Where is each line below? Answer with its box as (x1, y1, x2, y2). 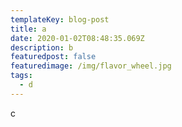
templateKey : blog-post (10, 14, 110, 25)
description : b (10, 42, 74, 53)
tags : (10, 71, 33, 81)
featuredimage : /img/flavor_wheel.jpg (10, 61, 172, 71)
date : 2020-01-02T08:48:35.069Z (10, 33, 145, 43)
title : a (10, 24, 47, 34)
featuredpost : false (10, 52, 97, 62)
